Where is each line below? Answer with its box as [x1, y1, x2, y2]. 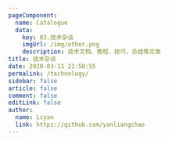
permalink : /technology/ [8, 70, 89, 78]
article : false [8, 84, 58, 92]
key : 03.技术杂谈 [22, 33, 74, 42]
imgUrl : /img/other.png [22, 41, 100, 49]
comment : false [8, 92, 58, 99]
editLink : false [8, 99, 61, 107]
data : [15, 26, 34, 34]
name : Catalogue [15, 19, 68, 27]
